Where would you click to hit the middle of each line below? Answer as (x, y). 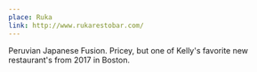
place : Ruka (30, 17)
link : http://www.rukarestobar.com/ (76, 25)
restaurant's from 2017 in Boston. (69, 60)
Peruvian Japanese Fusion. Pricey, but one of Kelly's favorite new (128, 50)
